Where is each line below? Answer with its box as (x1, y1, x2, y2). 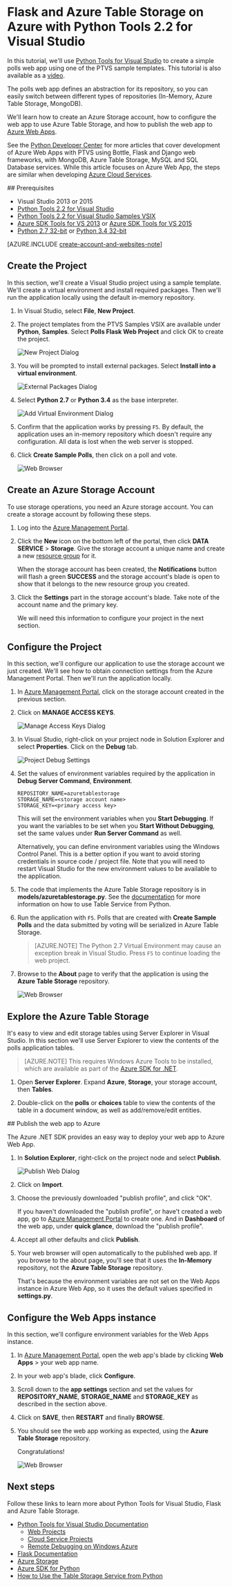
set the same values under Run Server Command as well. (17, 829, 182, 838)
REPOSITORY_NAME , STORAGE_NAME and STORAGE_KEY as (17, 1392, 199, 1401)
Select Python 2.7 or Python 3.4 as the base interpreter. (17, 395, 178, 404)
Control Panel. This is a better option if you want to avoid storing (17, 850, 200, 859)
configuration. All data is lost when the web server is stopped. (17, 437, 194, 445)
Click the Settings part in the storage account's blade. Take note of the (17, 593, 220, 601)
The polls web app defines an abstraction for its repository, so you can (7, 84, 209, 93)
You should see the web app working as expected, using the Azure (17, 1427, 209, 1435)
